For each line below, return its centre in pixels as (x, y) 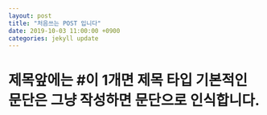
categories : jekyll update (53, 38)
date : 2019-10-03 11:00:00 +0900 (64, 31)
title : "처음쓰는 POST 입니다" (55, 23)
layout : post (30, 16)
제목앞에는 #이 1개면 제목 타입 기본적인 (128, 80)
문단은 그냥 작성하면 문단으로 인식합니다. (134, 101)
